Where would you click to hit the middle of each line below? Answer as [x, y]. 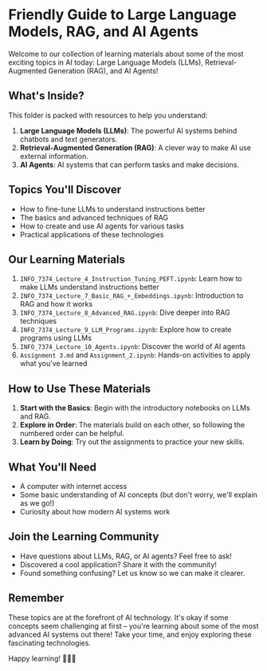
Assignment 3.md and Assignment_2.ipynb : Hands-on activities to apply [135, 355]
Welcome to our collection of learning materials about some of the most [126, 54]
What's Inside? [47, 96]
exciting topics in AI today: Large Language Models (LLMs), [106, 62]
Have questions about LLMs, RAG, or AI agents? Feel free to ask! [126, 556]
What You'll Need [53, 467]
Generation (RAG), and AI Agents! [103, 70]
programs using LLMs [55, 338]
